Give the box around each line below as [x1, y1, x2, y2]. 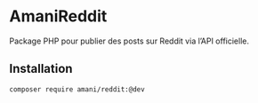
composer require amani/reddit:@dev [9, 84, 145, 94]
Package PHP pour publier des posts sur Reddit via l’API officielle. [9, 36, 249, 46]
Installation [9, 61, 73, 76]
